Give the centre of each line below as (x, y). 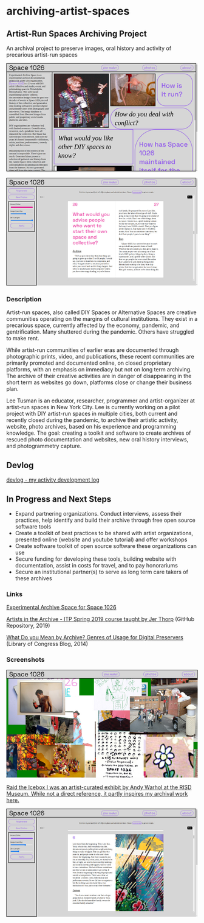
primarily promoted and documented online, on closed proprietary (89, 363)
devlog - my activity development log (53, 480)
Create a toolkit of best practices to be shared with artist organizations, (104, 533)
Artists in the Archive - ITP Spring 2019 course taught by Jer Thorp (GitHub (100, 619)
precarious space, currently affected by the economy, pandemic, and (93, 325)
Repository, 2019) (28, 626)
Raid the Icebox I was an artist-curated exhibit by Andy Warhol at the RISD (99, 787)
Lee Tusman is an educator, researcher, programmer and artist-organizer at (101, 401)
